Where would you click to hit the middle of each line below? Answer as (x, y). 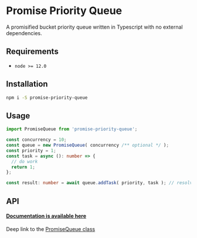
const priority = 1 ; (31, 150)
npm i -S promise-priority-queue (47, 98)
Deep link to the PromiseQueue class (51, 229)
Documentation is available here (46, 216)
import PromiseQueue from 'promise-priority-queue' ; (72, 129)
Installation (27, 84)
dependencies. (24, 33)
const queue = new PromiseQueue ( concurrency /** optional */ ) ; (87, 145)
